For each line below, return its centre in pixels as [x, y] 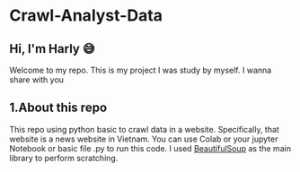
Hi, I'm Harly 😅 [53, 49]
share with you [37, 80]
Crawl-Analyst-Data [86, 16]
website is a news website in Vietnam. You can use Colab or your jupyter [144, 139]
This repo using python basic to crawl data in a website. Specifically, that [145, 129]
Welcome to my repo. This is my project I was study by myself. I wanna [141, 70]
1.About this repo [58, 108]
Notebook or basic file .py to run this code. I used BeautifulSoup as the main [150, 148]
